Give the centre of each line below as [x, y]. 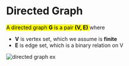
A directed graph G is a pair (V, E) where [56, 27]
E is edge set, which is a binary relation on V [69, 45]
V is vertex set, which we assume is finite [66, 39]
